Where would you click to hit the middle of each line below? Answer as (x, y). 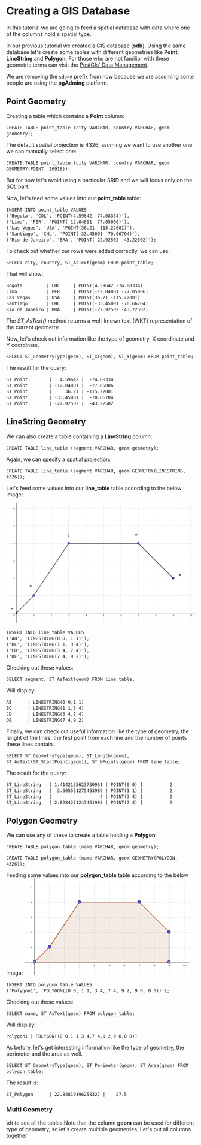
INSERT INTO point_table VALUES (46, 210)
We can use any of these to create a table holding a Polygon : (82, 835)
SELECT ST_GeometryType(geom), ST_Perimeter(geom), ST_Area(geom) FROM (97, 1066)
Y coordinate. (23, 345)
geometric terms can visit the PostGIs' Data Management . (77, 65)
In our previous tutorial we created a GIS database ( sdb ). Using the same (96, 46)
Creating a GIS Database (68, 11)
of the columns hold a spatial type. (49, 34)
